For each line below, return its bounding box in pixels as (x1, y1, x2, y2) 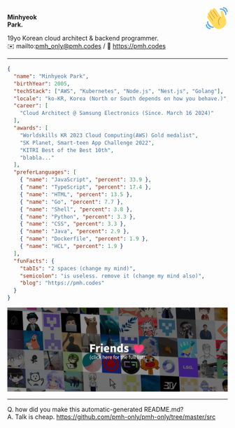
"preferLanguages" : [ (13, 169, 77, 176)
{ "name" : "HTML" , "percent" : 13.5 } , (20, 191, 133, 198)
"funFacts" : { (13, 257, 55, 265)
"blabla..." (20, 154, 55, 161)
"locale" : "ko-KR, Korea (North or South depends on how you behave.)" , (13, 95, 230, 102)
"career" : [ (13, 102, 49, 109)
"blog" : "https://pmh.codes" (20, 279, 105, 287)
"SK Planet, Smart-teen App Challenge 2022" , (20, 139, 155, 146)
